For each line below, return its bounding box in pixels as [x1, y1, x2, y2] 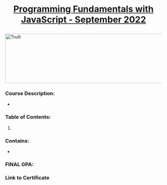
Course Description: [5, 90, 55, 97]
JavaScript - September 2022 [20, 14, 147, 25]
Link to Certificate [5, 174, 50, 181]
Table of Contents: [5, 114, 51, 121]
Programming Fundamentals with [13, 3, 154, 15]
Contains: [5, 137, 30, 144]
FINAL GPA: [5, 161, 34, 168]
